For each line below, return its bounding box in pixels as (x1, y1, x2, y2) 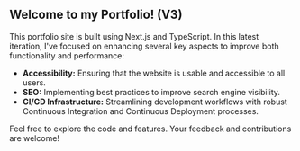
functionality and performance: (9, 49, 124, 61)
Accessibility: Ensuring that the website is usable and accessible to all (22, 67, 286, 78)
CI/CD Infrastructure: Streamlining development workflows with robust (22, 96, 288, 107)
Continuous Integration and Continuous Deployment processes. (22, 105, 259, 116)
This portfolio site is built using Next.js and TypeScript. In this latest (9, 31, 259, 41)
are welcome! (9, 132, 60, 143)
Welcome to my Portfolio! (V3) (9, 7, 183, 22)
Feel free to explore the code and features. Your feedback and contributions (9, 123, 292, 134)
